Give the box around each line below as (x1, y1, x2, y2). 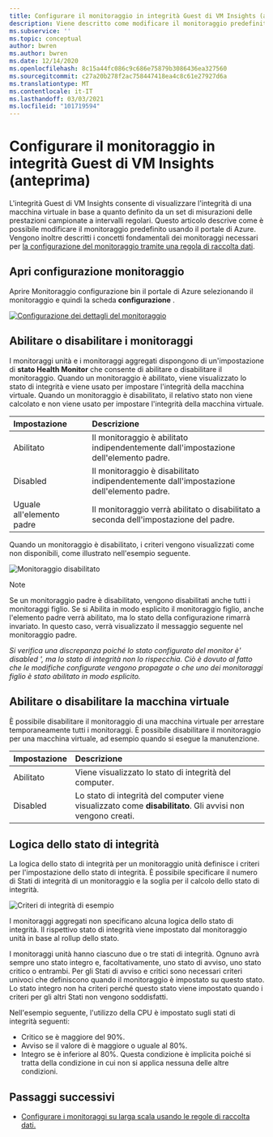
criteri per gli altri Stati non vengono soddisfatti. (9, 992, 168, 1002)
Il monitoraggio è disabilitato (92, 465, 199, 477)
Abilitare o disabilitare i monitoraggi (9, 334, 194, 348)
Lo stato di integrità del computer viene (75, 789, 224, 801)
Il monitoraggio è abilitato (92, 431, 189, 442)
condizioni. (20, 1066, 58, 1076)
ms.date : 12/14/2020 (9, 58, 79, 66)
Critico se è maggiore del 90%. (20, 1032, 126, 1042)
